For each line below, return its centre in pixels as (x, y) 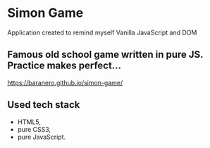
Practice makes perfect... (64, 66)
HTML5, (29, 122)
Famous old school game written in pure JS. (105, 55)
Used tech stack (44, 105)
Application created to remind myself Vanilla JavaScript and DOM (102, 32)
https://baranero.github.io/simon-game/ (65, 82)
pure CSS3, (34, 129)
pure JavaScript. (42, 137)
